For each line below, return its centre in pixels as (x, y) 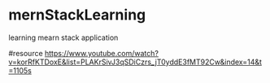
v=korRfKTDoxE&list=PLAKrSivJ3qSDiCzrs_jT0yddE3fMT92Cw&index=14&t (135, 62)
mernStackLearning (77, 15)
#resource (26, 53)
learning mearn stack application (63, 37)
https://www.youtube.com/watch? (101, 53)
